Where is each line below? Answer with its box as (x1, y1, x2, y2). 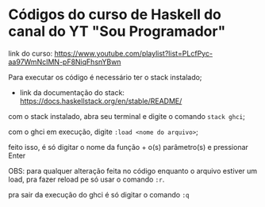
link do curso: (8, 48, 53, 58)
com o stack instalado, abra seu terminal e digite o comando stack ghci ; (8, 111, 246, 121)
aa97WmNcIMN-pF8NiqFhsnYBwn (8, 57, 121, 67)
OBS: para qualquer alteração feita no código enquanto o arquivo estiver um (8, 166, 258, 175)
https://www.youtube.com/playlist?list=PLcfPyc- (54, 48, 213, 58)
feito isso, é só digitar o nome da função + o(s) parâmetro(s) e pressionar (8, 142, 248, 151)
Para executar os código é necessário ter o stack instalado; (8, 72, 202, 82)
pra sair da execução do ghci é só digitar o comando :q (8, 190, 190, 199)
